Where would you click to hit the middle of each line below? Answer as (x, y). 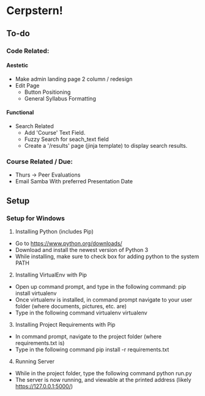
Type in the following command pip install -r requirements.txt (92, 349)
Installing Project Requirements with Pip (65, 324)
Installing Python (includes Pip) (54, 231)
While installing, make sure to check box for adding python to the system (107, 256)
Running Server (35, 361)
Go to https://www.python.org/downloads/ (69, 243)
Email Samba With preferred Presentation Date (74, 181)
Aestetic (17, 66)
